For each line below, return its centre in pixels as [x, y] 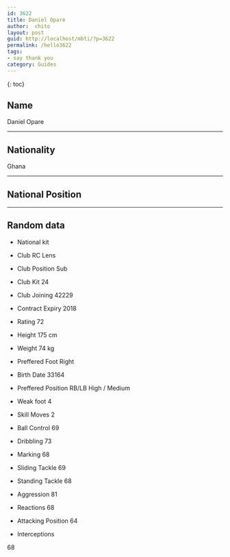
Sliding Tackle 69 [41, 467]
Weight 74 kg [36, 348]
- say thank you [30, 58]
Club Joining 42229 [45, 295]
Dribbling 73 [34, 441]
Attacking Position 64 [47, 521]
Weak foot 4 [34, 401]
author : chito [29, 26]
